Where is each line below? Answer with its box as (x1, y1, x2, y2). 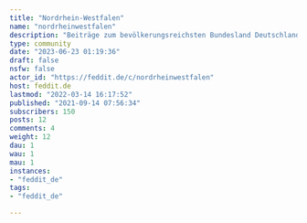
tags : (9, 184, 30, 193)
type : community (9, 38, 71, 48)
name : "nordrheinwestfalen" (9, 22, 117, 31)
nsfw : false (9, 65, 55, 74)
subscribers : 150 (9, 107, 76, 116)
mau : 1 (9, 157, 35, 167)
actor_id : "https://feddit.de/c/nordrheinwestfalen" (9, 73, 215, 82)
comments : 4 (9, 124, 55, 133)
